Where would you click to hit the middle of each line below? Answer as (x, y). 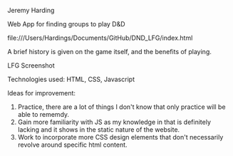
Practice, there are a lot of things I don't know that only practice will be (121, 107)
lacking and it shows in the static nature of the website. (99, 130)
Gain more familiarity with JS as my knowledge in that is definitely (114, 122)
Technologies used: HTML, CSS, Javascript (71, 79)
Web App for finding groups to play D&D (67, 24)
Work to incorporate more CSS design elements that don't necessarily (120, 137)
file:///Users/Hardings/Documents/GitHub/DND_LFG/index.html (100, 38)
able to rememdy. (43, 114)
